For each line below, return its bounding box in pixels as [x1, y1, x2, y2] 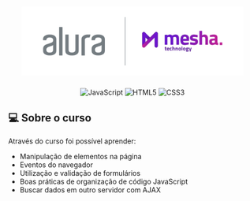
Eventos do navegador [19, 160, 93, 169]
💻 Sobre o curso [8, 111, 92, 125]
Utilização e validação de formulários [19, 168, 140, 177]
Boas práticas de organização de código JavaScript [19, 177, 188, 186]
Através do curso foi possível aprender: [8, 136, 136, 146]
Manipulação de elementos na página [19, 151, 142, 161]
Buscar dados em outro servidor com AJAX [19, 184, 162, 195]
